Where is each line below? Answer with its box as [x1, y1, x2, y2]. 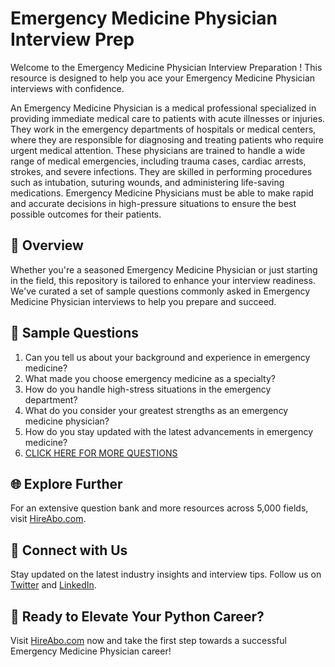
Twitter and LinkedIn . [10, 579, 97, 591]
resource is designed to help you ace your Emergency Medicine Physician [10, 72, 316, 84]
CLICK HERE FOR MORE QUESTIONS [24, 447, 178, 459]
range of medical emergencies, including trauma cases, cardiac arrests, [10, 155, 307, 167]
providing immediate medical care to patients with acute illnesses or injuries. [10, 112, 326, 124]
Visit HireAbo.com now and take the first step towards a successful [10, 635, 287, 646]
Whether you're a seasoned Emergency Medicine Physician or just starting [10, 263, 318, 276]
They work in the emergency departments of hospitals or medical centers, [10, 123, 317, 135]
